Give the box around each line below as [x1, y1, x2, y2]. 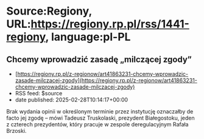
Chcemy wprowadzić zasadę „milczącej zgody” [6, 54, 192, 64]
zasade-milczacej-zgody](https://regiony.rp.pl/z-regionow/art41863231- [15, 77, 198, 84]
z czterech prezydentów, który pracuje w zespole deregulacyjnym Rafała [6, 121, 189, 128]
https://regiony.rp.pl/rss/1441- [30, 17, 190, 31]
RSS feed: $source [15, 90, 63, 97]
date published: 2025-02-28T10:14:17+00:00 [15, 96, 128, 103]
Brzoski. [6, 127, 27, 134]
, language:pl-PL [45, 30, 131, 44]
